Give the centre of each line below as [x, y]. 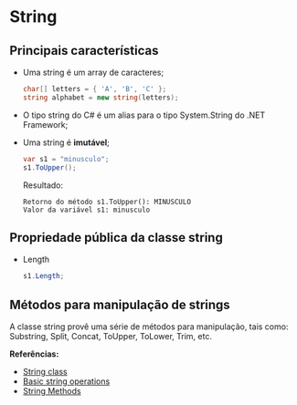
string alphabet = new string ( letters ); [101, 98]
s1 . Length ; [43, 276]
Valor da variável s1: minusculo [86, 210]
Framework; [45, 124]
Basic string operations [66, 381]
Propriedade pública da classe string [117, 238]
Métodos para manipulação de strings [120, 304]
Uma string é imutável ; [66, 142]
